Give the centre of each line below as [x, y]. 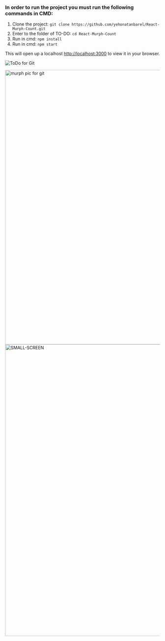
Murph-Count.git [29, 29]
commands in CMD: [29, 13]
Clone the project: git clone [41, 24]
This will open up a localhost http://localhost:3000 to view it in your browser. [82, 54]
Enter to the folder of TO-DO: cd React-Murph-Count [64, 34]
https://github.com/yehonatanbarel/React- [116, 25]
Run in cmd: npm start [35, 44]
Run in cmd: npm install [37, 39]
